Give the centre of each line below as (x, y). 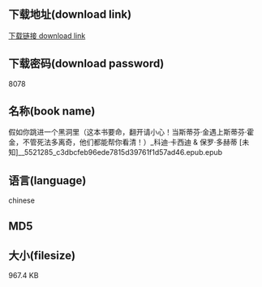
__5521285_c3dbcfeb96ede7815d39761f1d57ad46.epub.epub (120, 152)
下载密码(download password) (86, 64)
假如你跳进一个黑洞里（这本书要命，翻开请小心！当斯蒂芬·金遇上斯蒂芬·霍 (131, 132)
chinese (21, 200)
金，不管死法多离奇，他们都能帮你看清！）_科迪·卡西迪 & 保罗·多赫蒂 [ (125, 142)
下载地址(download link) (70, 15)
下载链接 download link (47, 36)
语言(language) (47, 180)
